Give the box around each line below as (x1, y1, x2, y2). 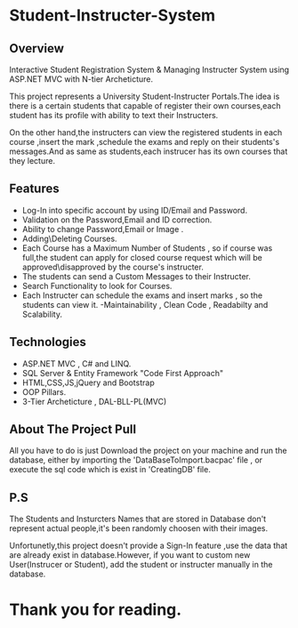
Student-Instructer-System (9, 5, 216, 26)
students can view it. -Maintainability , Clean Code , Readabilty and (21, 299, 269, 310)
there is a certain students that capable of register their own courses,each (9, 101, 281, 111)
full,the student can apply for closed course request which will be (21, 252, 262, 262)
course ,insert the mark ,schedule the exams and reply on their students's (9, 137, 280, 147)
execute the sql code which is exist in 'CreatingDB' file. (9, 464, 211, 475)
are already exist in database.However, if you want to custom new (9, 550, 251, 560)
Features (9, 181, 60, 197)
